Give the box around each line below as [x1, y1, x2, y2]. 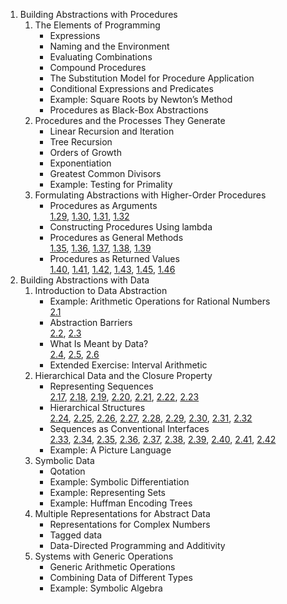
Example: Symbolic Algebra [49, 582, 163, 594]
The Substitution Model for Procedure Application [49, 72, 255, 84]
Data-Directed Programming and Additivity [49, 540, 226, 551]
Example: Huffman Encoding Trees [49, 497, 193, 509]
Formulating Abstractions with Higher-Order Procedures [34, 189, 267, 201]
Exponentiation [49, 157, 112, 169]
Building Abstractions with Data [19, 274, 150, 286]
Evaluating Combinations [49, 51, 153, 63]
